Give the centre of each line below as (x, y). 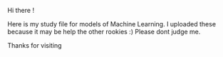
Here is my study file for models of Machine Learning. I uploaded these (111, 24)
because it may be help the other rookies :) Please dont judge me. (104, 32)
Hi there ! (21, 10)
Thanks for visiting (35, 45)
